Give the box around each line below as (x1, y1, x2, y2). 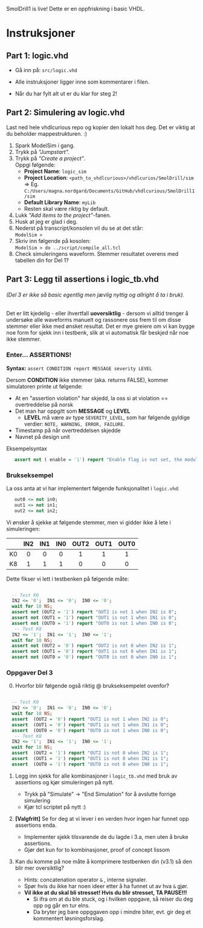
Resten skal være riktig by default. (24, 205, 109, 212)
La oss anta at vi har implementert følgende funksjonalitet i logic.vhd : (6, 484, 180, 492)
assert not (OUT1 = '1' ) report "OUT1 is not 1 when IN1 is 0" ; (11, 615, 177, 621)
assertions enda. (14, 821, 57, 829)
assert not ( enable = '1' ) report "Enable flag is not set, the (14, 456, 182, 462)
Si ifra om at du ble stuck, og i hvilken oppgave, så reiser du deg (33, 895, 193, 903)
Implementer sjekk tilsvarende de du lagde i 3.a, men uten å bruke (24, 833, 188, 840)
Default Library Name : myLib (24, 198, 96, 205)
